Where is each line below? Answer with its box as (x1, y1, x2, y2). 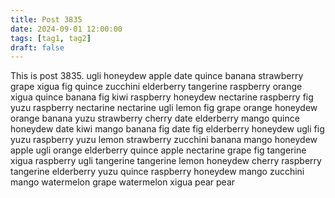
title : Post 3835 (10, 14, 83, 25)
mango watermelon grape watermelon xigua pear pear (10, 176, 236, 188)
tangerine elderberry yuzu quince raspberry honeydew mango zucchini (10, 166, 305, 178)
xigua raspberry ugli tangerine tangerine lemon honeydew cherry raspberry (10, 155, 322, 167)
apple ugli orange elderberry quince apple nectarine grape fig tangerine (10, 144, 307, 156)
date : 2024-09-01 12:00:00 (10, 24, 123, 34)
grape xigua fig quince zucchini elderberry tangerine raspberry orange (10, 81, 303, 93)
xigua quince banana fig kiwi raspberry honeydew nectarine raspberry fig (10, 91, 314, 103)
